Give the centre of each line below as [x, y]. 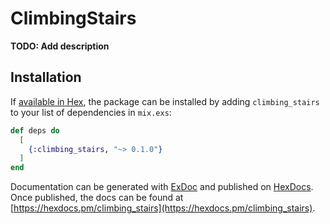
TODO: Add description [60, 46]
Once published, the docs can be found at [97, 198]
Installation [46, 77]
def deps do [35, 130]
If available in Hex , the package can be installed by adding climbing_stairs [165, 101]
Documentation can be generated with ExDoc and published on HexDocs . [162, 187]
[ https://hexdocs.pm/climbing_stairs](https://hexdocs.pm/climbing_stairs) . [163, 208]
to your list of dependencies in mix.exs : [91, 112]
